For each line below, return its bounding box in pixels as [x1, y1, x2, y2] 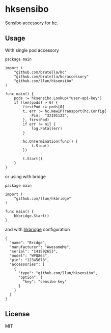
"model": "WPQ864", [9, 253, 50, 258]
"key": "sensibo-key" [23, 279, 67, 284]
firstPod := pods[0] [23, 104, 65, 109]
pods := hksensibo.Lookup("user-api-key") [14, 95, 102, 101]
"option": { [18, 275, 43, 280]
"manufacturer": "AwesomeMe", [9, 245, 71, 250]
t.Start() [23, 156, 43, 161]
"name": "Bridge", [9, 240, 48, 245]
